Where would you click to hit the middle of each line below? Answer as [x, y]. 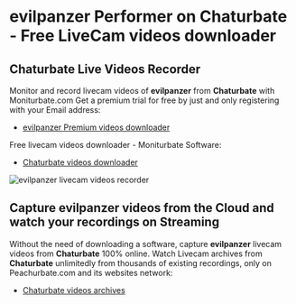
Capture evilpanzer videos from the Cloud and [142, 208]
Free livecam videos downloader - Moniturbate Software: [116, 145]
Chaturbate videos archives [74, 290]
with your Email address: [55, 110]
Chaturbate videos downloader [80, 162]
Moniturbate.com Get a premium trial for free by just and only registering [144, 100]
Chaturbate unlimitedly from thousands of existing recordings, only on [141, 263]
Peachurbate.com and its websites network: [91, 272]
